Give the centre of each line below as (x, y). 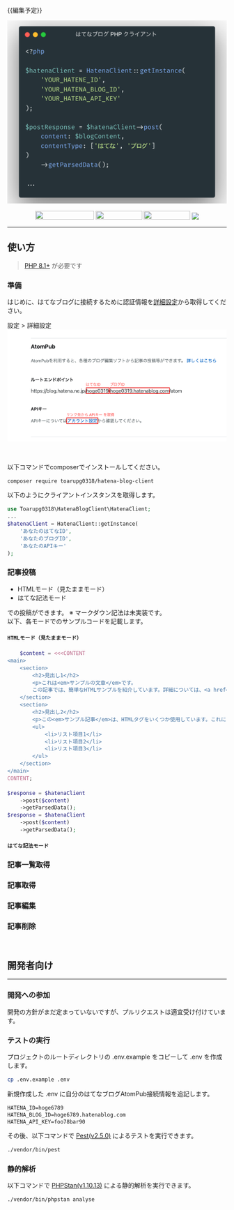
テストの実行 (29, 1040)
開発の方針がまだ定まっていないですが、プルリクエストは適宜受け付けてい (114, 1012)
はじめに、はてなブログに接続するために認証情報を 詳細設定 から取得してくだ (117, 301)
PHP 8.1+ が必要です (53, 265)
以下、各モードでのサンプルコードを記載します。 (77, 621)
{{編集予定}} (25, 10)
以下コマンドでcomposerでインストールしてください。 (86, 467)
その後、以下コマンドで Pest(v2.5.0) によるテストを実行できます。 (102, 1135)
